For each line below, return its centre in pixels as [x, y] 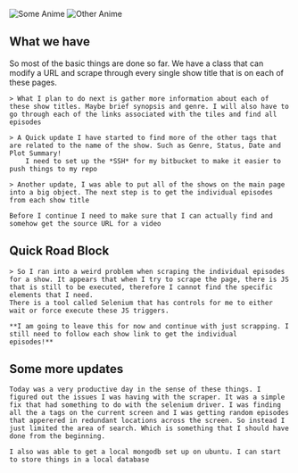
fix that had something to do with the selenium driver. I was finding [145, 405]
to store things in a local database [79, 460]
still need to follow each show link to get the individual [124, 334]
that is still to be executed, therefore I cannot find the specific [141, 287]
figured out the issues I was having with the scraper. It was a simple [147, 397]
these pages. [33, 82]
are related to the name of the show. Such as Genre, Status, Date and [145, 145]
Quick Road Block [59, 251]
